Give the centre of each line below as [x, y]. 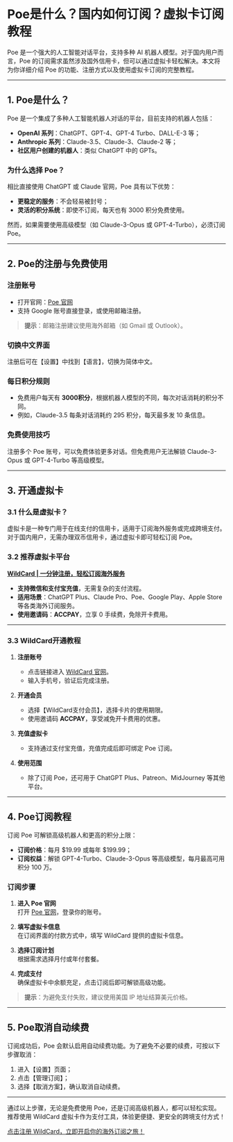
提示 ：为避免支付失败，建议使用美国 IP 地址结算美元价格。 [108, 997]
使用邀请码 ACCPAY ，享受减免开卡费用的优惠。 [96, 718]
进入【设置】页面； [45, 1069]
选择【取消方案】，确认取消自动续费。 [70, 1086]
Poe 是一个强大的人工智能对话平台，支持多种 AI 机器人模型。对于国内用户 [112, 52]
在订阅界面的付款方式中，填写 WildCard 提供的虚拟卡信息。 [102, 936]
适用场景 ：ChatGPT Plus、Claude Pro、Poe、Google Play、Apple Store [120, 597]
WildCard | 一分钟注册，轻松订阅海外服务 [66, 573]
